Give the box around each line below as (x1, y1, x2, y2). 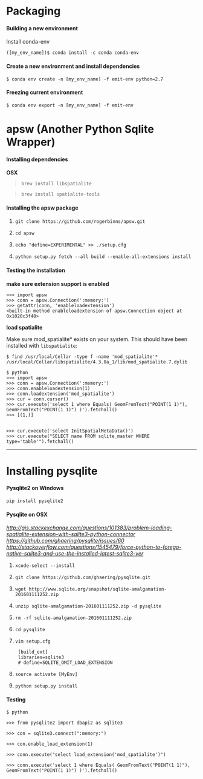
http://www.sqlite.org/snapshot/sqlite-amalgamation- (28, 586, 167, 592)
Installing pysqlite (6, 464, 98, 478)
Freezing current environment (6, 89, 83, 96)
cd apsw (14, 230, 34, 237)
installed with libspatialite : (6, 342, 77, 349)
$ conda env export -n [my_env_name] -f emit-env (6, 102, 134, 108)
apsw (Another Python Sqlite (6, 122, 154, 136)
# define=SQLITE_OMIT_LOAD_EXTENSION (18, 660, 113, 666)
